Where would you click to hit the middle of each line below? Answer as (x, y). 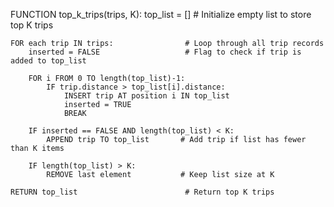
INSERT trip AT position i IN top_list (146, 96)
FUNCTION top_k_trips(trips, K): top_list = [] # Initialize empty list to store (161, 14)
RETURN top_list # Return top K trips (142, 192)
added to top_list (48, 61)
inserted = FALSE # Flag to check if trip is (165, 52)
